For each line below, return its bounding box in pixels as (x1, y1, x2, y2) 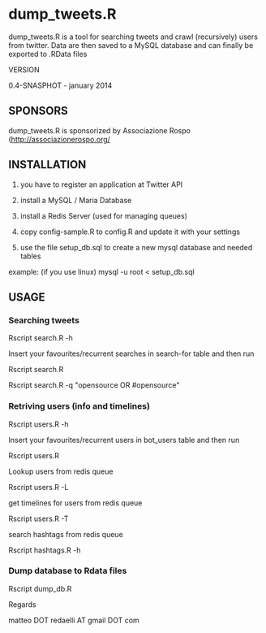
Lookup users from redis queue (8, 466, 114, 476)
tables (19, 251, 41, 261)
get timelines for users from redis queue (8, 497, 143, 508)
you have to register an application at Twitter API (19, 180, 183, 189)
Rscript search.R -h (8, 333, 73, 343)
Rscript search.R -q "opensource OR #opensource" (8, 380, 180, 390)
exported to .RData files (8, 49, 88, 59)
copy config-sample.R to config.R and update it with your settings (19, 227, 241, 236)
